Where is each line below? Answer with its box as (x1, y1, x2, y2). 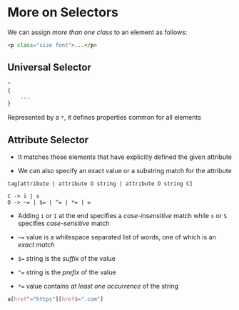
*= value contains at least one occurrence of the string (17, 281, 179, 290)
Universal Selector (7, 61, 91, 73)
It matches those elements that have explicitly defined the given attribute (17, 153, 232, 161)
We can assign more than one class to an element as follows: (7, 28, 188, 36)
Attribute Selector (7, 133, 89, 146)
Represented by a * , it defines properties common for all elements (7, 113, 202, 122)
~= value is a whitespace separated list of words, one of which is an (17, 232, 216, 241)
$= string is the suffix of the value (17, 254, 116, 262)
